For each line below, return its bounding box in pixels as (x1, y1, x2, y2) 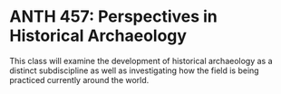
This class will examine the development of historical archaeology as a (9, 55, 274, 66)
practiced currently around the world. (9, 74, 150, 85)
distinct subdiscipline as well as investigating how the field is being (9, 65, 260, 76)
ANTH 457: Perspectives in (9, 6, 218, 27)
